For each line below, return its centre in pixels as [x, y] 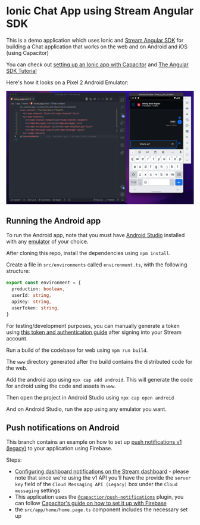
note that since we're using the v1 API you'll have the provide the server [103, 478]
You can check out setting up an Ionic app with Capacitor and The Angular [98, 65]
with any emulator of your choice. [47, 242]
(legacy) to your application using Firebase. [60, 449]
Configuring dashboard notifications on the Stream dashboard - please [102, 472]
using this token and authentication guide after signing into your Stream [94, 332]
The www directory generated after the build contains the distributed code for [99, 361]
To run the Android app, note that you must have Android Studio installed [96, 235]
